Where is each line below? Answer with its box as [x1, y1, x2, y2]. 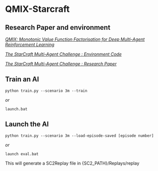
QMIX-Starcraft [5, 3, 70, 15]
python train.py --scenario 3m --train [5, 88, 88, 93]
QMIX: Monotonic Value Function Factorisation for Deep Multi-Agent [5, 36, 145, 42]
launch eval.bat [5, 151, 39, 157]
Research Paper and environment [5, 23, 110, 32]
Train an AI [5, 75, 39, 84]
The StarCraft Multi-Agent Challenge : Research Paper [5, 61, 117, 66]
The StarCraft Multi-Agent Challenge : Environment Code [5, 51, 122, 57]
